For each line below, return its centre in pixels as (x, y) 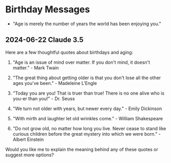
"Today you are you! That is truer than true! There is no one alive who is (89, 93)
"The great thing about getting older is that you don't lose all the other (87, 78)
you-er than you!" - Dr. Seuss (44, 98)
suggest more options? (30, 155)
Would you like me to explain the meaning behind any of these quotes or (82, 149)
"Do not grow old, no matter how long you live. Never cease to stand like (89, 128)
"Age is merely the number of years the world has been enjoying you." (87, 24)
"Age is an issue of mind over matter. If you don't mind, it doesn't (81, 62)
